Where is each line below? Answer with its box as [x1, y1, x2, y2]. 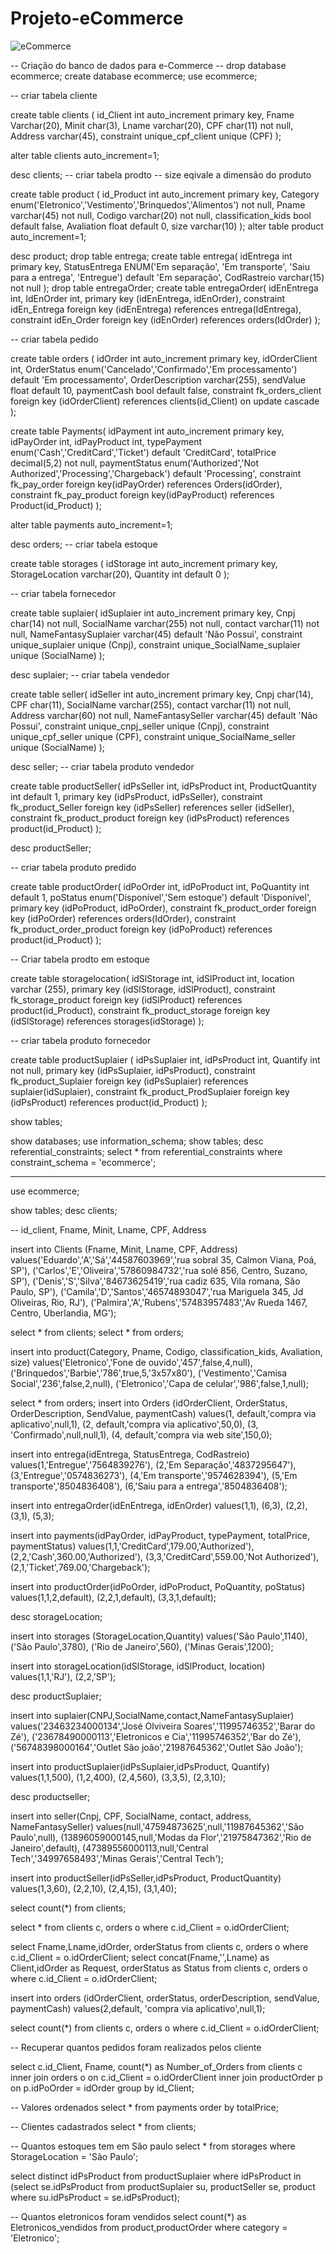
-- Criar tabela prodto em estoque [10, 953, 150, 965]
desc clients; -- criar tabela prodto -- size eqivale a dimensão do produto [10, 168, 312, 181]
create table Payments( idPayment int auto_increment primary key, [10, 425, 285, 437]
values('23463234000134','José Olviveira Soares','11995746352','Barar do [10, 1720, 316, 1732]
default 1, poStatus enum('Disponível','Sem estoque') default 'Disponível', [10, 891, 312, 903]
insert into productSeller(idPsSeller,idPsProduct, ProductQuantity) [10, 1872, 282, 1884]
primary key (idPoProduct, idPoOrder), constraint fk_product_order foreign [10, 902, 317, 914]
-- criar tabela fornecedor [10, 587, 117, 599]
